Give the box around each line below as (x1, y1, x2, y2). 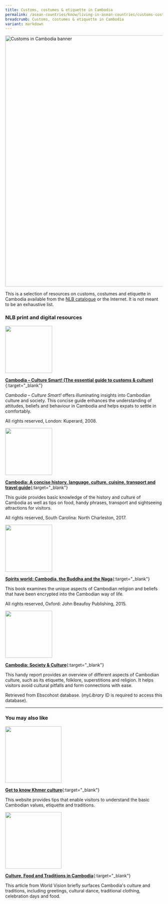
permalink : (5, 12, 28, 17)
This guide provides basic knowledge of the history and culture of (5, 494, 141, 500)
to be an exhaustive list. (5, 302, 54, 308)
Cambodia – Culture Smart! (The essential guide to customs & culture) (5, 377, 153, 383)
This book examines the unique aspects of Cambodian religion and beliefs (5, 585, 158, 591)
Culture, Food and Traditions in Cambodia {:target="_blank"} (5, 872, 131, 878)
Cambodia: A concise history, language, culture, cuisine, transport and (5, 479, 156, 485)
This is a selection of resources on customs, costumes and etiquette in (5, 291, 151, 297)
